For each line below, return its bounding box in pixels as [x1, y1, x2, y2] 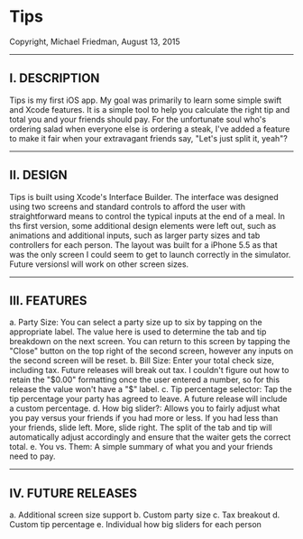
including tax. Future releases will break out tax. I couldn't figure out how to [9, 365, 289, 376]
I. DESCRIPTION [9, 70, 100, 87]
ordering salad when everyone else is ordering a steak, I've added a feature [9, 123, 290, 134]
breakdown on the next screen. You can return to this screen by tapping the [9, 336, 290, 347]
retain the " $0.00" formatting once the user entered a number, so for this [9, 374, 280, 385]
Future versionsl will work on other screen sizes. [9, 259, 189, 269]
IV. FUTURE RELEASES [9, 485, 138, 501]
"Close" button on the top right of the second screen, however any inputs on [9, 345, 294, 357]
